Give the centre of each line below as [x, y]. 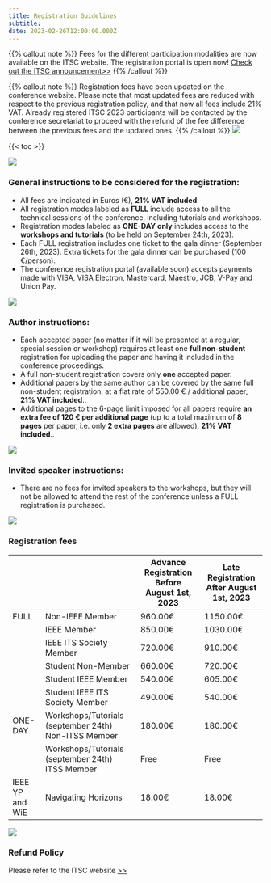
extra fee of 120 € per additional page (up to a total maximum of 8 [131, 416]
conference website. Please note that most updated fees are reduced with [131, 95]
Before [168, 582]
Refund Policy [36, 852]
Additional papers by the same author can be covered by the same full [137, 382]
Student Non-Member [88, 665]
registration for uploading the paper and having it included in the [127, 357]
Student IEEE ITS [77, 692]
